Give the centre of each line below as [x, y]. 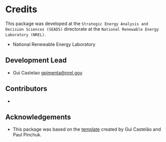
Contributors [26, 89]
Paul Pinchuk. [27, 135]
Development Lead [36, 61]
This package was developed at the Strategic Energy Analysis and [77, 23]
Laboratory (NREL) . [26, 34]
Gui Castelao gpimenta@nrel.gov [48, 73]
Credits [21, 9]
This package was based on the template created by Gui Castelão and [87, 129]
